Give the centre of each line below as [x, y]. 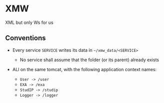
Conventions [26, 38]
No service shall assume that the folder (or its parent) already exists [89, 60]
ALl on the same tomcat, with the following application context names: [84, 69]
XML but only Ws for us [29, 22]
